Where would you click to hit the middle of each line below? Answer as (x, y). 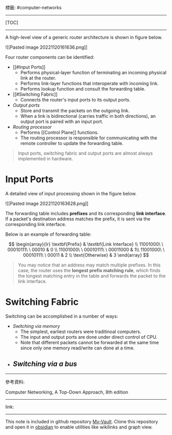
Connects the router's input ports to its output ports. (75, 100)
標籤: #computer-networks (34, 7)
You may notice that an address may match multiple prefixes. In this (89, 265)
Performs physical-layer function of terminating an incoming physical (93, 72)
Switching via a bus (45, 364)
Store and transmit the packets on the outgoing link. (75, 111)
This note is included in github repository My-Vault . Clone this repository (82, 421)
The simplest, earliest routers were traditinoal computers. (81, 332)
